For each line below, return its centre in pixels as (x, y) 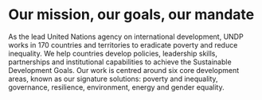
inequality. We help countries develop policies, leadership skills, (113, 53)
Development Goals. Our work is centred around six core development (124, 70)
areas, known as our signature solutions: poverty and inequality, (113, 79)
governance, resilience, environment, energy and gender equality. (116, 87)
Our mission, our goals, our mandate (131, 15)
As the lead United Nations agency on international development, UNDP (126, 37)
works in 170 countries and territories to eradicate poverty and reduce (123, 44)
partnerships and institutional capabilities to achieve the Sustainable (120, 62)
